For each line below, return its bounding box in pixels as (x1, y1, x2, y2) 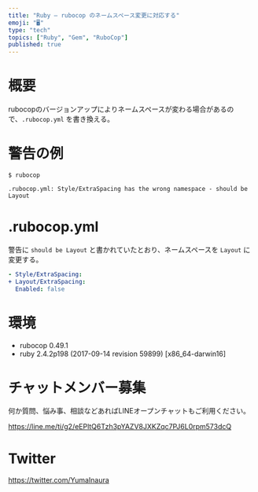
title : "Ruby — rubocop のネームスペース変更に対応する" (8, 11, 180, 20)
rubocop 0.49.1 (19, 340, 68, 350)
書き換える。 (72, 115, 114, 124)
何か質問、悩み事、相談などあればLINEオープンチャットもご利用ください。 (8, 406, 250, 416)
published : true (8, 41, 61, 49)
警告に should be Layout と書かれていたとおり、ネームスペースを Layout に (8, 244, 251, 254)
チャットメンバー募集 (8, 379, 146, 397)
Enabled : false (15, 285, 65, 293)
